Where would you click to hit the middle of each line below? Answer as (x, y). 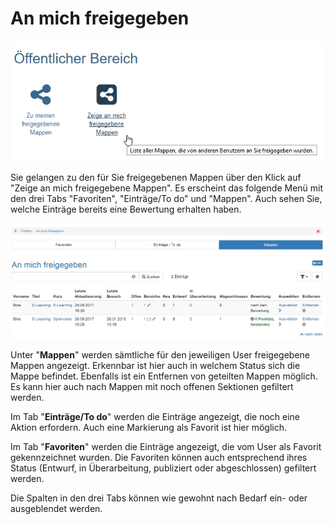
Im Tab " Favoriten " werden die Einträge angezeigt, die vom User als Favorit (166, 447)
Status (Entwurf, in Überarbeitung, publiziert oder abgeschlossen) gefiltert (163, 468)
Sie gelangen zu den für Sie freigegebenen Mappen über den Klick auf (156, 178)
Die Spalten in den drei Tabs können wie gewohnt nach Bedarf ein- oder (159, 498)
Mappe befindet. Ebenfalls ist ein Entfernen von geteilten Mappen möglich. (164, 376)
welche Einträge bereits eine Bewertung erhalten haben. (126, 209)
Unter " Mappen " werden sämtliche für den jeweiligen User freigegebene (160, 355)
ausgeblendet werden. (56, 509)
